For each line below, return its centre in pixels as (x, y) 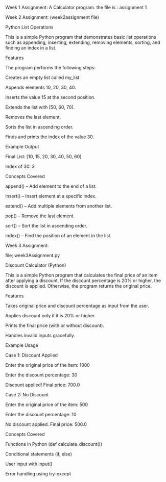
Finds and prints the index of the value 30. (50, 137)
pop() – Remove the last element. (40, 216)
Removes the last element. (33, 117)
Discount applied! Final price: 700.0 (43, 385)
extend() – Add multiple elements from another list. (59, 206)
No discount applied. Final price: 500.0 (46, 424)
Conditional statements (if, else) (39, 454)
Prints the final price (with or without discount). (55, 325)
